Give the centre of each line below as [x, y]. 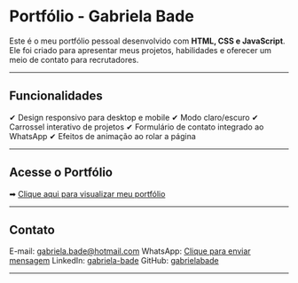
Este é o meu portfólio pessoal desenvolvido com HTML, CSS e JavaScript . [147, 41]
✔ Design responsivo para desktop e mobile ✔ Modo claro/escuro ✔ [134, 117]
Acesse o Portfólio [61, 173]
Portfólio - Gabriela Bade [102, 16]
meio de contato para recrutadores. [74, 59]
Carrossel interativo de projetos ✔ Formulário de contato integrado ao [137, 127]
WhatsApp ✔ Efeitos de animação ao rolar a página [103, 136]
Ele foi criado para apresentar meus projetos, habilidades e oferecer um [141, 50]
